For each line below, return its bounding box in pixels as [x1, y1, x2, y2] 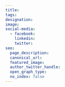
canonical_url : [10, 55, 42, 60]
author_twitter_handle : [10, 64, 60, 70]
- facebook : [10, 31, 36, 36]
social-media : [5, 27, 36, 32]
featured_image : [10, 60, 45, 65]
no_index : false [10, 74, 45, 79]
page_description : [10, 50, 50, 55]
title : [5, 7, 19, 13]
